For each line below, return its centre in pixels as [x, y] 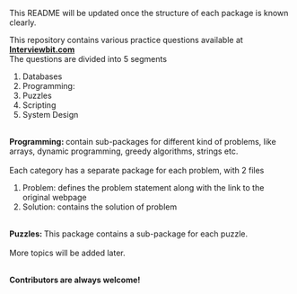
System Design [50, 115]
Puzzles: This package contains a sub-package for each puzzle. [129, 234]
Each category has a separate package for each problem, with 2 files [137, 170]
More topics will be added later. [67, 253]
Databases [42, 76]
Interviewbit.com [42, 49]
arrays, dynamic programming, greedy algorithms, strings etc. [124, 151]
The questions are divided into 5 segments [88, 59]
